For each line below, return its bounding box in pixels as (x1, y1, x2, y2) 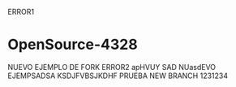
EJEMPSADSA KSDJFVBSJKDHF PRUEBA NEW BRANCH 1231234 (7, 71, 229, 80)
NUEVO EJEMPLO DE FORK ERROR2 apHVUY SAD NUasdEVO (7, 62, 217, 72)
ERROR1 (7, 7, 34, 16)
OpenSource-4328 (7, 36, 139, 54)
